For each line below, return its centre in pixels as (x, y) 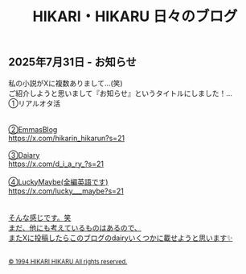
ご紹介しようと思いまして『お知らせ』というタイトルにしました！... (121, 93)
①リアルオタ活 (35, 103)
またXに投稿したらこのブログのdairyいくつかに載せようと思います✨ (121, 238)
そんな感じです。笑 (40, 218)
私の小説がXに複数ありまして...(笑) (66, 83)
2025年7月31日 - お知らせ (72, 62)
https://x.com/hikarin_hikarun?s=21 (67, 138)
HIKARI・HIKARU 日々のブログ (135, 17)
